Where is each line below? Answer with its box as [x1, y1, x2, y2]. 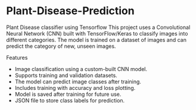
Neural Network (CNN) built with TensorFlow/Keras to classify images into [6, 30, 188, 37]
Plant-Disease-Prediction [6, 4, 135, 18]
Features [6, 54, 28, 61]
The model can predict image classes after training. [14, 78, 142, 85]
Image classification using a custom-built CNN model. [14, 65, 148, 72]
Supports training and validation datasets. [14, 72, 117, 79]
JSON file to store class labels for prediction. [14, 96, 125, 104]
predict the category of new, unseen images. [6, 43, 116, 50]
